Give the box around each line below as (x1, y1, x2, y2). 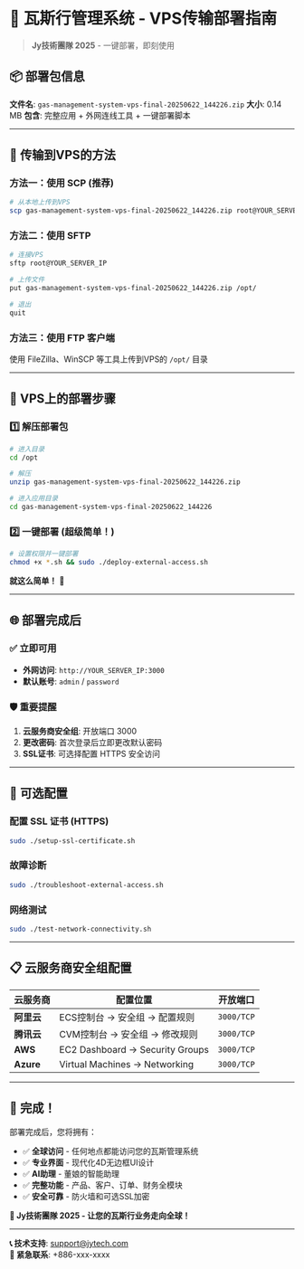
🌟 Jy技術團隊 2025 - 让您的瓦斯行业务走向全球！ (9, 1209, 191, 1221)
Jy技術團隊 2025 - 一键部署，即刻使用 (31, 40, 175, 51)
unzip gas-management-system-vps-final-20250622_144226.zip (9, 478, 242, 487)
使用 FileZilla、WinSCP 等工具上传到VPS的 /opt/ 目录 (9, 354, 208, 365)
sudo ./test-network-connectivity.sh (9, 924, 152, 934)
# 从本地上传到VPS (9, 198, 71, 207)
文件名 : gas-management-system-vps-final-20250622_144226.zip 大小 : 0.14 (9, 99, 282, 109)
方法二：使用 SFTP (9, 230, 91, 242)
